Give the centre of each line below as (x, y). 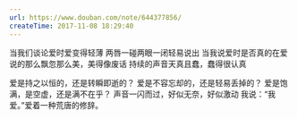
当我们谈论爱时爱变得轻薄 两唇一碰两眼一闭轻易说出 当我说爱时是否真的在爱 (148, 52)
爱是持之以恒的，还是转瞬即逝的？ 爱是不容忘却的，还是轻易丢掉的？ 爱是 (144, 82)
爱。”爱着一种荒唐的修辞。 (56, 105)
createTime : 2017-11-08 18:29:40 (72, 26)
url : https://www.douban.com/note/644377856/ (95, 17)
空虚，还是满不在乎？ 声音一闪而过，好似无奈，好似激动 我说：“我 (154, 94)
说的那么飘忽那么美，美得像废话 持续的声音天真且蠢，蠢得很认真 (128, 64)
